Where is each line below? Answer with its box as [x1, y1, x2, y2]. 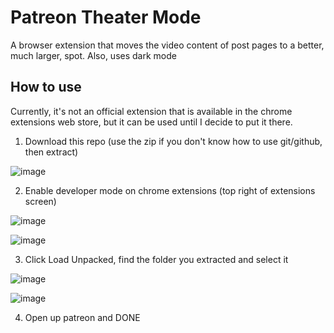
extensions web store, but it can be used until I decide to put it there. [10, 116, 293, 128]
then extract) [24, 146, 79, 158]
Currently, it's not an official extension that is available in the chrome [10, 105, 293, 117]
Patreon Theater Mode [10, 6, 202, 29]
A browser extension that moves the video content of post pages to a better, [10, 39, 325, 51]
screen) [24, 195, 57, 207]
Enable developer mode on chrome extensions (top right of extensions [24, 184, 316, 196]
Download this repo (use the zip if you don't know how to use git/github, [24, 135, 323, 147]
